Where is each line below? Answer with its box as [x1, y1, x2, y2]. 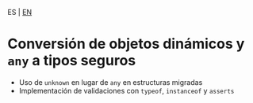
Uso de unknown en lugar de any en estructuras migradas [18, 77, 203, 86]
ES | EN [7, 8, 33, 17]
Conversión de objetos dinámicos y [7, 35, 245, 53]
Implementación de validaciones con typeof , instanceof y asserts [18, 86, 235, 95]
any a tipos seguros [7, 52, 136, 70]
